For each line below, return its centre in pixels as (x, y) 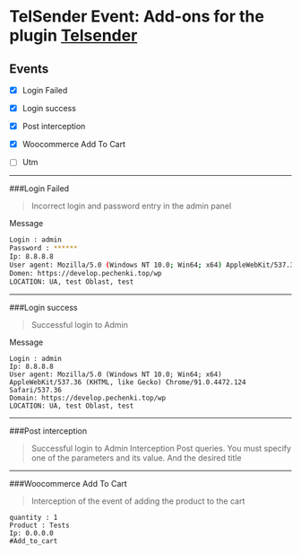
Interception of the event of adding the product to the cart (138, 501)
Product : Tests (39, 525)
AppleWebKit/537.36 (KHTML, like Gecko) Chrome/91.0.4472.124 (128, 382)
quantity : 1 (34, 517)
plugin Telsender (73, 35)
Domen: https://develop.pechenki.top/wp (86, 273)
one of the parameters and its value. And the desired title (136, 457)
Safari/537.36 (36, 390)
